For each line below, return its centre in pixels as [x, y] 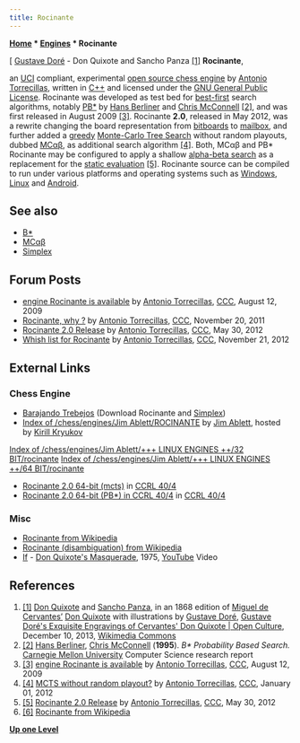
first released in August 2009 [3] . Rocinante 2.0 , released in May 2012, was [149, 116]
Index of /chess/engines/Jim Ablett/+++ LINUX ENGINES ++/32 [127, 449]
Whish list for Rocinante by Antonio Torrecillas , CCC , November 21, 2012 [155, 340]
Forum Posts [45, 280]
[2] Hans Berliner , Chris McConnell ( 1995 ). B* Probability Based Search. [156, 645]
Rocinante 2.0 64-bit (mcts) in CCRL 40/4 [99, 485]
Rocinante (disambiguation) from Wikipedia [102, 547]
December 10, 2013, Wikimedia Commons [99, 636]
